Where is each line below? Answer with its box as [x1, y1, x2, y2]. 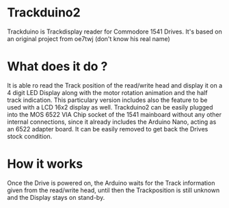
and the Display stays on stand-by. [7, 193, 105, 201]
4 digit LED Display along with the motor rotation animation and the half [7, 88, 208, 96]
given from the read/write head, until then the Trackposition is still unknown [7, 186, 220, 194]
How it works [7, 156, 83, 172]
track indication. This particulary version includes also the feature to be [7, 96, 208, 104]
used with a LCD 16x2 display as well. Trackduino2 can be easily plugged [7, 103, 213, 111]
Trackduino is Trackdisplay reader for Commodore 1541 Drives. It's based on [7, 27, 222, 36]
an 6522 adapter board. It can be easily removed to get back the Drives [7, 125, 208, 133]
